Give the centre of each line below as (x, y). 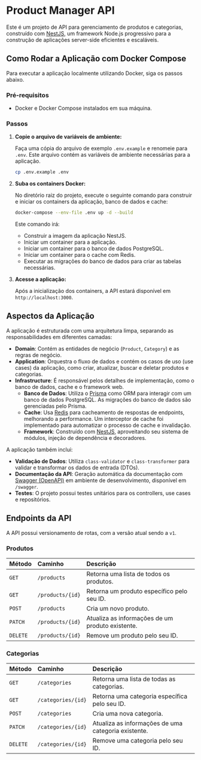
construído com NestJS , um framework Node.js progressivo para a (89, 33)
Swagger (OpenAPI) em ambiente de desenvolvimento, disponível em (100, 480)
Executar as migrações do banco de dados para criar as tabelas (102, 261)
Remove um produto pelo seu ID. (132, 636)
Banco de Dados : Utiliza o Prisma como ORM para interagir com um (107, 393)
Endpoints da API (39, 518)
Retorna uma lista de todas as (134, 679)
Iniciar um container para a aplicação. (70, 242)
